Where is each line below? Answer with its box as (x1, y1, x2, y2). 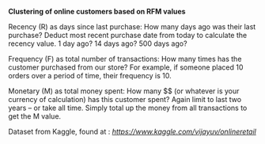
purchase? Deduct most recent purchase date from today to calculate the (8, 31, 248, 40)
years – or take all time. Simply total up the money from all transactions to (8, 103, 248, 112)
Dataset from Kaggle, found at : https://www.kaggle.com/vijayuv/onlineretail (8, 127, 257, 136)
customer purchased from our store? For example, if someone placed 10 (8, 63, 244, 72)
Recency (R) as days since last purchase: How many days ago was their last (8, 22, 256, 31)
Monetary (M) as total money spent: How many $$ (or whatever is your (8, 86, 240, 96)
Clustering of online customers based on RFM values (8, 7, 186, 16)
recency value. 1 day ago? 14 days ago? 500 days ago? (8, 39, 187, 48)
